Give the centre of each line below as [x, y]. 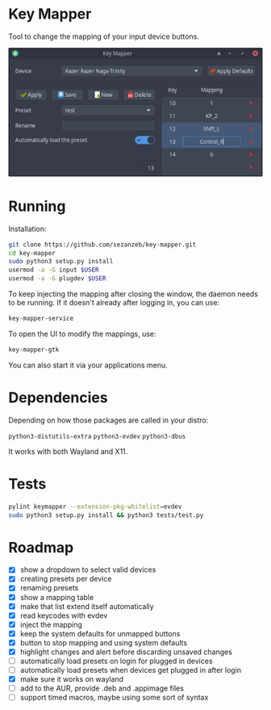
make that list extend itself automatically [87, 606]
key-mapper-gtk [34, 349]
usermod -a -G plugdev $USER [57, 279]
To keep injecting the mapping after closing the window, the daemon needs [133, 294]
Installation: [27, 229]
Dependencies [58, 397]
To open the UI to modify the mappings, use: [82, 334]
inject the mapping [51, 624]
